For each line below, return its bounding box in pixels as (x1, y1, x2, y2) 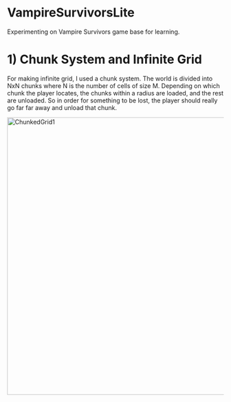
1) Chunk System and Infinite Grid (7, 52, 203, 67)
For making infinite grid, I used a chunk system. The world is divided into (7, 74, 213, 82)
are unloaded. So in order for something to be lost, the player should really (7, 96, 218, 104)
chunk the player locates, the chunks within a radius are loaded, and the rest (7, 89, 224, 97)
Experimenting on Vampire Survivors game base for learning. (7, 27, 180, 36)
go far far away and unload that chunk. (7, 103, 118, 111)
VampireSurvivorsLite (7, 5, 135, 21)
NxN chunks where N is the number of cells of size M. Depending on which (7, 81, 220, 90)
